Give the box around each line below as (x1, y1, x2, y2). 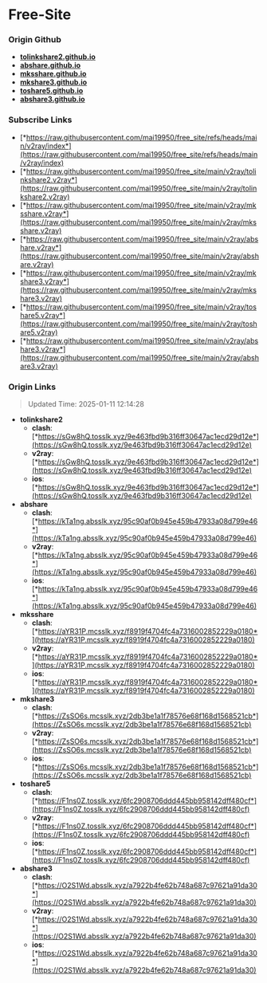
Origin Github (8, 34, 62, 45)
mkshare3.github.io (19, 77, 88, 87)
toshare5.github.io (19, 86, 84, 96)
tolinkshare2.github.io (19, 52, 96, 61)
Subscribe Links (8, 114, 73, 125)
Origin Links (8, 381, 57, 392)
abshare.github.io (19, 61, 81, 70)
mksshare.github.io (19, 69, 87, 79)
